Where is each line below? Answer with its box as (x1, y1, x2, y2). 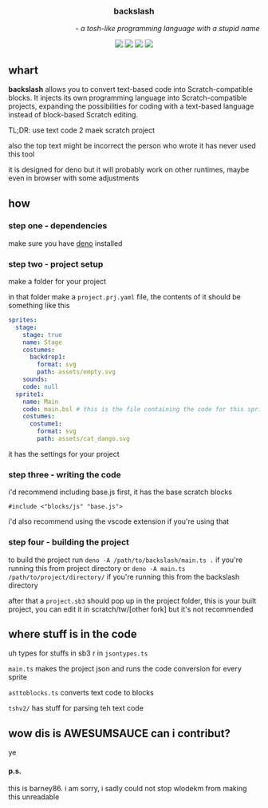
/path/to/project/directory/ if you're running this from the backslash (8, 572, 240, 581)
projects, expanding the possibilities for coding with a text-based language (8, 101, 254, 111)
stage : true (22, 331, 62, 339)
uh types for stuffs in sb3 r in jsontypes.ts (8, 648, 148, 658)
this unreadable (8, 792, 60, 802)
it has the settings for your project (8, 449, 120, 458)
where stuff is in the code (8, 627, 137, 640)
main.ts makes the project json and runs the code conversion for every (8, 664, 242, 674)
